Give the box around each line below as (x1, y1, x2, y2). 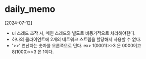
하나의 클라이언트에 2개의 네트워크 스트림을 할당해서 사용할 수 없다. (11, 36, 142, 42)
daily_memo (4, 3, 55, 15)
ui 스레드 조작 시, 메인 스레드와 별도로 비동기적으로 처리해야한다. (11, 30, 136, 36)
